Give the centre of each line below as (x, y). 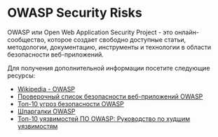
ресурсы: (21, 75)
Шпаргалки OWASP (46, 111)
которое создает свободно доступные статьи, (117, 39)
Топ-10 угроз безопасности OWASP (71, 103)
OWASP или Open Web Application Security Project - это (90, 32)
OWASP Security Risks (75, 13)
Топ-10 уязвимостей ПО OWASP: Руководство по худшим (104, 118)
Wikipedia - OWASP (46, 89)
